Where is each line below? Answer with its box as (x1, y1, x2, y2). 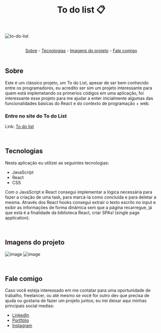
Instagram (12, 323, 32, 329)
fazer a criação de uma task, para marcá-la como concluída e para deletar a (5, 194, 157, 200)
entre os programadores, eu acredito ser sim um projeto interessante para (5, 85, 152, 91)
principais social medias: (5, 303, 55, 309)
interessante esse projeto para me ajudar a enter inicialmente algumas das (5, 95, 153, 101)
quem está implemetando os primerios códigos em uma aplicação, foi (5, 90, 144, 96)
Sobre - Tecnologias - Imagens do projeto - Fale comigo (25, 48, 137, 53)
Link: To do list (5, 124, 34, 130)
